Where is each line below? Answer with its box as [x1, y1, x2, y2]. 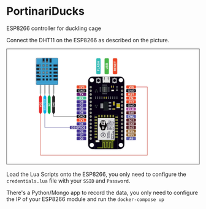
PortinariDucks [6, 4, 85, 18]
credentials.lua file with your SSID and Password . [6, 177, 131, 184]
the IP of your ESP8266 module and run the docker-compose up [6, 195, 164, 203]
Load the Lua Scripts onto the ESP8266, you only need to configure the [6, 170, 186, 178]
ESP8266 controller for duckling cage [6, 25, 101, 32]
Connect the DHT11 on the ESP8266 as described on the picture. [6, 36, 170, 44]
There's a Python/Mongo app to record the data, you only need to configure [6, 189, 198, 196]
